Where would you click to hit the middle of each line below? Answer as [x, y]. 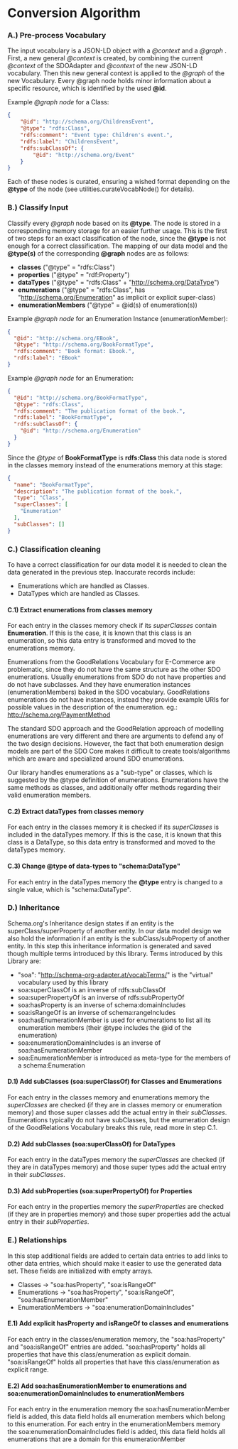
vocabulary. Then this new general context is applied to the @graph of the [116, 73]
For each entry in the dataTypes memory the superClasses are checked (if [116, 1160]
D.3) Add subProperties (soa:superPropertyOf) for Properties [100, 1190]
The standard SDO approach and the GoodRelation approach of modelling [115, 729]
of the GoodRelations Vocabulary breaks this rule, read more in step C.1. [113, 1128]
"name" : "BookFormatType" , [54, 484]
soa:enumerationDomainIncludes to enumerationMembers [96, 1393]
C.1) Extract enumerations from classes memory [80, 609]
